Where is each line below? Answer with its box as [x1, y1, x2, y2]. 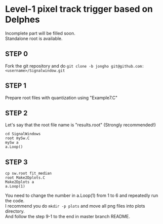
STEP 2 [5, 109, 28, 117]
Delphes [5, 14, 40, 25]
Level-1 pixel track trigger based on [5, 3, 153, 15]
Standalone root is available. [5, 36, 63, 41]
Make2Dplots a [5, 180, 35, 185]
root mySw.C [5, 136, 30, 141]
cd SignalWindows [5, 132, 41, 137]
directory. [5, 208, 25, 214]
